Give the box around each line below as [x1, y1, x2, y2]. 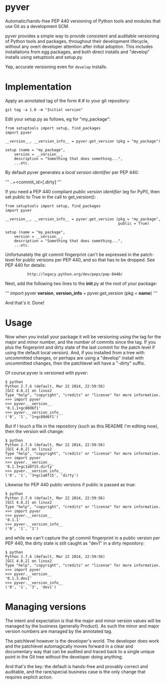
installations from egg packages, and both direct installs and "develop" [5, 49, 150, 55]
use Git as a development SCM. [5, 23, 69, 29]
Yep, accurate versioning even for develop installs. [5, 64, 108, 70]
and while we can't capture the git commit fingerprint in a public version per [5, 535, 160, 541]
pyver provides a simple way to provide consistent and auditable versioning [5, 33, 160, 39]
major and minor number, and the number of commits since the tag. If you [5, 339, 156, 345]
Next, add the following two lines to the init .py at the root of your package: [5, 280, 158, 286]
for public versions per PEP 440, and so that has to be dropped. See [15, 257, 155, 263]
